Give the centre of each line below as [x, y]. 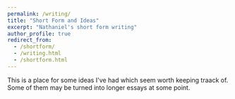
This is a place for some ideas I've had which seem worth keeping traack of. [118, 80]
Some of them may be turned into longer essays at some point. [99, 87]
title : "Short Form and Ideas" [53, 21]
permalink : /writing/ [39, 14]
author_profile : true [39, 34]
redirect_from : [30, 40]
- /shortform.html [41, 60]
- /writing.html [37, 54]
